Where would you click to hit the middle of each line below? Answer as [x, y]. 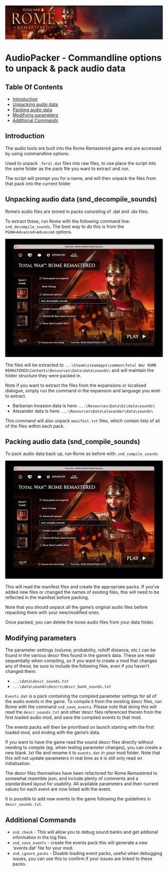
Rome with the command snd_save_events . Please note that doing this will [81, 707]
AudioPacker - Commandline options [83, 58]
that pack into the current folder [38, 183]
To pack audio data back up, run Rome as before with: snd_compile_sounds [82, 454]
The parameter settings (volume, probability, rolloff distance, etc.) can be [80, 650]
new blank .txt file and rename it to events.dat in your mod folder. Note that [83, 753]
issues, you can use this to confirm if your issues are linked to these [82, 859]
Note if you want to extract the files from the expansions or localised [76, 385]
